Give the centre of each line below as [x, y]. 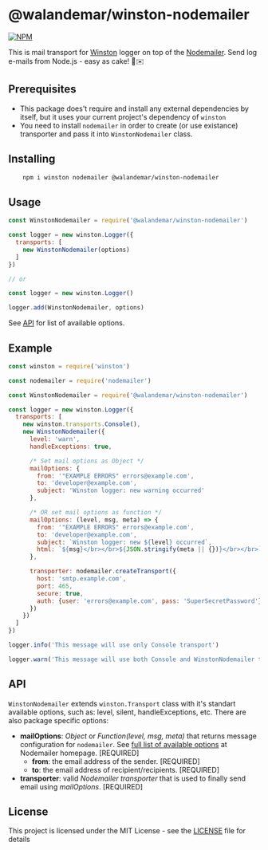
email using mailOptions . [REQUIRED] [81, 786]
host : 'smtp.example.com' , [82, 579]
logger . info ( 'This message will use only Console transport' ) [114, 645]
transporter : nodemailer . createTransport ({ [103, 572]
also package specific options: [59, 720]
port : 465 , [55, 586]
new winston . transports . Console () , [82, 424]
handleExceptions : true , [71, 447]
